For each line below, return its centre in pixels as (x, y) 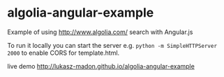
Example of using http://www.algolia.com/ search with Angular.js (100, 32)
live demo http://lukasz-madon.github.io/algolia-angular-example (101, 66)
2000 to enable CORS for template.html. (64, 53)
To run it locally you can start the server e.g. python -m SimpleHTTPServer (112, 45)
